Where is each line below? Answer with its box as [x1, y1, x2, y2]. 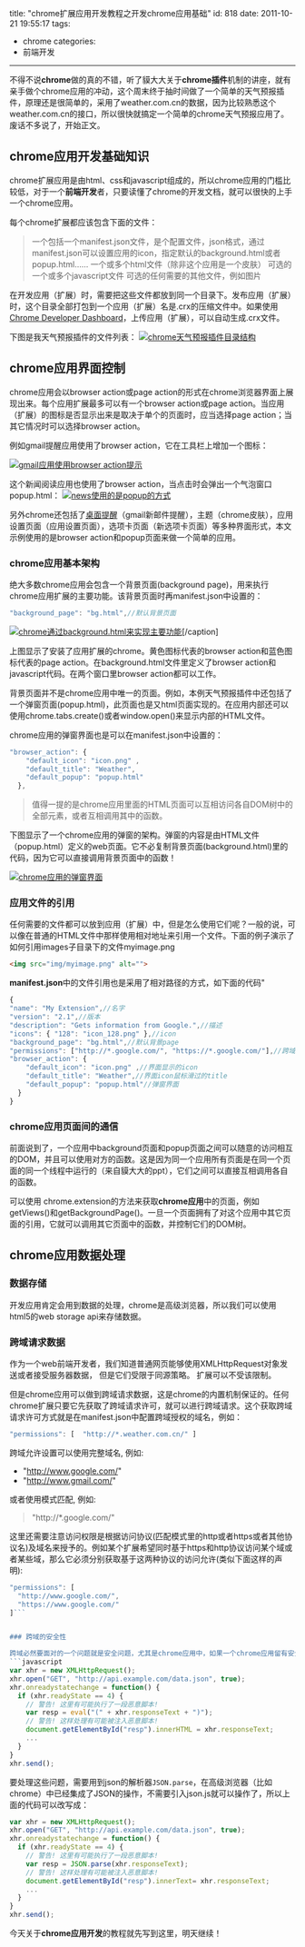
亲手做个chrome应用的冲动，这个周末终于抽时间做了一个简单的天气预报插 [9, 85, 285, 96]
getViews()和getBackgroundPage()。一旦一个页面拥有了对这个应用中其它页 [9, 1207, 291, 1218]
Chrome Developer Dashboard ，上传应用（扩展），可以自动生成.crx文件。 [9, 312, 285, 323]
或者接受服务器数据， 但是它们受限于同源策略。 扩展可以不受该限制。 [16, 1370, 277, 1380]
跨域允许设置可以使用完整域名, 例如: [9, 1447, 144, 1458]
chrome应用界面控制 [9, 361, 126, 376]
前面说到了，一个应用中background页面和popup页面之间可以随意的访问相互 [9, 1143, 293, 1154]
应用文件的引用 [9, 897, 75, 909]
